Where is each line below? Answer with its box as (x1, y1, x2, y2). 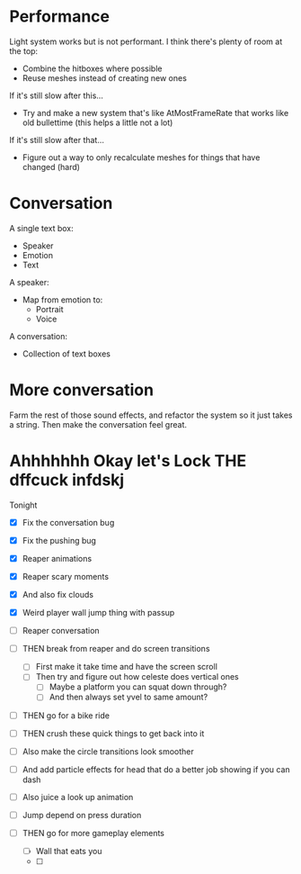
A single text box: (9, 222, 74, 233)
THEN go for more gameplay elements (22, 827, 164, 838)
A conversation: (9, 330, 68, 341)
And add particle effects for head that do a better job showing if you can (22, 763, 290, 775)
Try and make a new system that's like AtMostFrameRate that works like (22, 107, 289, 118)
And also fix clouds (22, 590, 94, 599)
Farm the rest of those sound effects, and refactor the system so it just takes (9, 410, 293, 420)
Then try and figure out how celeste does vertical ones (35, 671, 240, 682)
